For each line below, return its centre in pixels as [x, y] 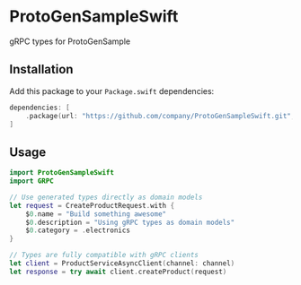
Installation [41, 69]
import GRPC [31, 181]
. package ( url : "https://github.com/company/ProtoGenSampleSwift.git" [159, 116]
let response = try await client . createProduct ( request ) [118, 272]
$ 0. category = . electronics [78, 230]
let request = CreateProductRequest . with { [92, 205]
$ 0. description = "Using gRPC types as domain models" [130, 222]
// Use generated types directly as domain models [106, 197]
